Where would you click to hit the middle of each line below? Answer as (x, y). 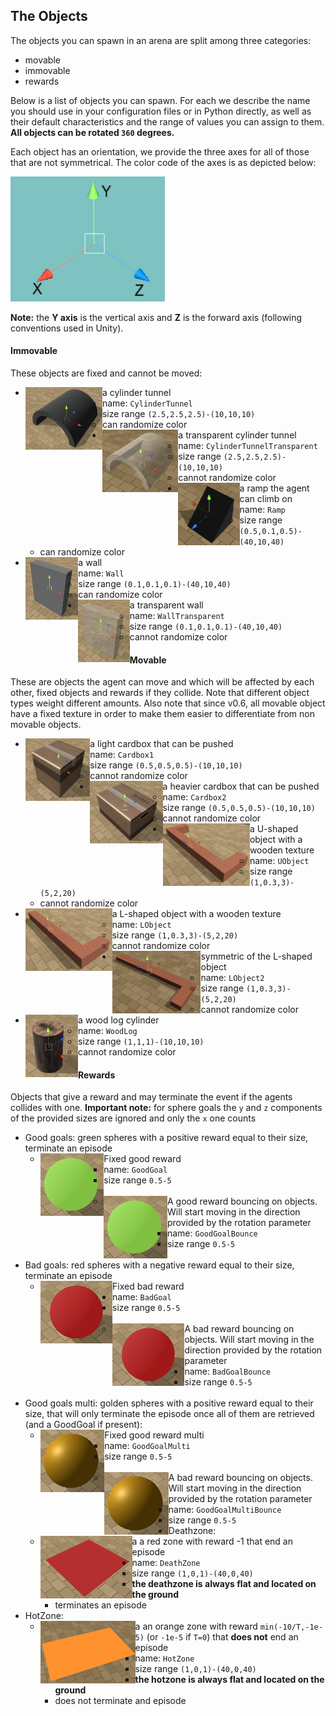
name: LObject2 (232, 978)
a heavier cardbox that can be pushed (241, 786)
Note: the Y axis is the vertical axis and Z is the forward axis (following (156, 317)
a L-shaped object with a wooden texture (196, 914)
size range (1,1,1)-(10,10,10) (141, 1041)
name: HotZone (164, 1658)
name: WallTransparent (177, 616)
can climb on (266, 499)
